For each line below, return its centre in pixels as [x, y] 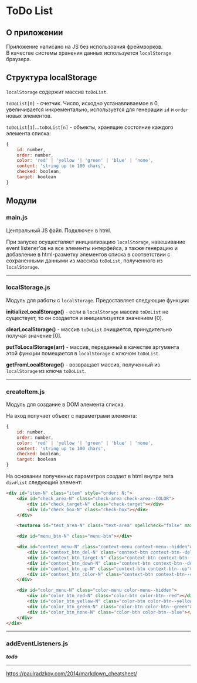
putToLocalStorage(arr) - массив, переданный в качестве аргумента [93, 347]
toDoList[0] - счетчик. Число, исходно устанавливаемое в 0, [83, 103]
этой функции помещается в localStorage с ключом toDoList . [83, 353]
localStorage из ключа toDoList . [46, 371]
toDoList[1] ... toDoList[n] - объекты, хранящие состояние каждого [90, 127]
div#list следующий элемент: [44, 482]
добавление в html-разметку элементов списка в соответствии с [88, 254]
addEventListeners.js [37, 644]
